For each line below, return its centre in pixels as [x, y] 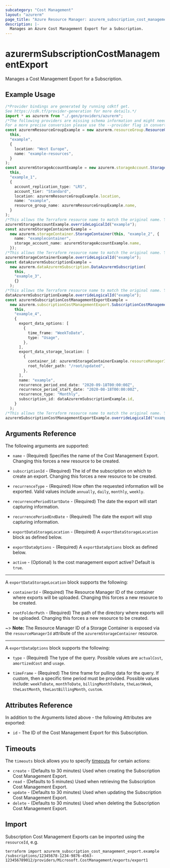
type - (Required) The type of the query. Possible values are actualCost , [88, 658]
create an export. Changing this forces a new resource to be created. [84, 476]
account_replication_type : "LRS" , [51, 187]
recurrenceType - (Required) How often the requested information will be [88, 486]
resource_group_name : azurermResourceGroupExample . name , [76, 206]
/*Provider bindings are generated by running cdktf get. [68, 106]
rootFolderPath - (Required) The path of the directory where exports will [88, 613]
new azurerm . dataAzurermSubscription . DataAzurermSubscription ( [78, 267]
